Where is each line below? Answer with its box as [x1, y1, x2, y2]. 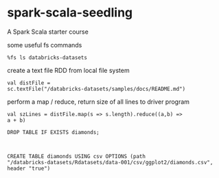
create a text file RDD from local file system [7, 66, 130, 74]
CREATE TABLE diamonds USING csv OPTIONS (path [7, 153, 146, 159]
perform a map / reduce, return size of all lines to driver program [7, 98, 190, 106]
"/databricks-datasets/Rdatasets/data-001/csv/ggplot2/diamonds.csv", [7, 159, 214, 166]
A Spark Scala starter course [7, 27, 89, 36]
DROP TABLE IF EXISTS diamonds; [7, 129, 100, 135]
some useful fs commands [7, 41, 82, 49]
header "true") [7, 165, 51, 172]
